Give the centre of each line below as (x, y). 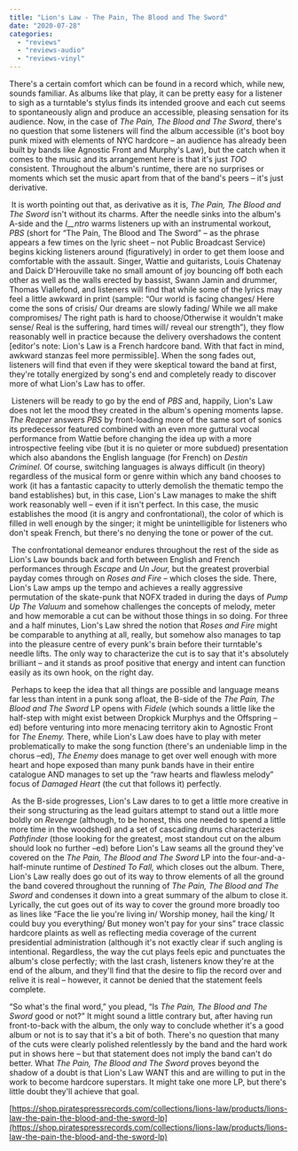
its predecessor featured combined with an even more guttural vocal (134, 429)
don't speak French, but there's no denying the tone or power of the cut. (141, 532)
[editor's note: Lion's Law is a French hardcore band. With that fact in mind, (147, 346)
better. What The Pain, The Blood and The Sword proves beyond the (134, 1063)
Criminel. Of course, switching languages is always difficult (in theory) (137, 467)
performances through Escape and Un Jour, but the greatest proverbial (139, 569)
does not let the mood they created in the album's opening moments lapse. (146, 410)
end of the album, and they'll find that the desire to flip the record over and (145, 971)
